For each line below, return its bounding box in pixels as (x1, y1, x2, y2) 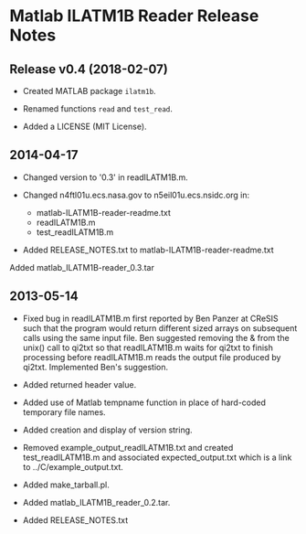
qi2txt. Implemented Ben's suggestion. (22, 361, 169, 372)
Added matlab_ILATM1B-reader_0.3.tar (9, 262, 155, 272)
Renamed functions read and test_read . (22, 103, 174, 114)
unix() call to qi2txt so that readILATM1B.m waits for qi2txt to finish (22, 342, 274, 353)
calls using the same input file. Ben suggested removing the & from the (22, 332, 290, 343)
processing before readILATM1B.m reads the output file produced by (22, 351, 281, 362)
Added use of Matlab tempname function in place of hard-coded (22, 397, 267, 408)
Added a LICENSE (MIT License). (22, 121, 148, 132)
